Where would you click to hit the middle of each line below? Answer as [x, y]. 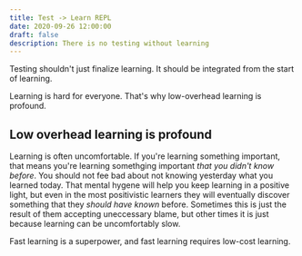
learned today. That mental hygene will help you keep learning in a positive [149, 185]
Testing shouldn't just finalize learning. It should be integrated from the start [152, 69]
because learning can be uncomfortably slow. [95, 224]
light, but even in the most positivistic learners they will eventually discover [150, 195]
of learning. [31, 79]
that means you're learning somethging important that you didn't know [142, 166]
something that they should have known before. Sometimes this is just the [148, 204]
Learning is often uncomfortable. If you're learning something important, [145, 156]
